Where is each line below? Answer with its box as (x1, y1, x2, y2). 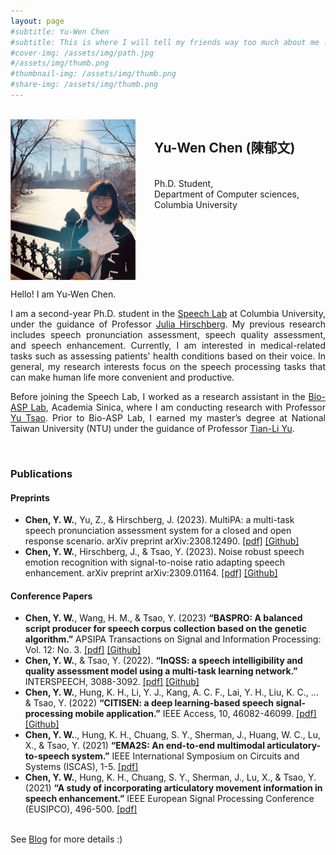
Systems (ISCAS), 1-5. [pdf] (24, 761, 139, 773)
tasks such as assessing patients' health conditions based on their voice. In (10, 350, 326, 362)
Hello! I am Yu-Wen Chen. (10, 288, 117, 300)
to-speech (24, 750, 70, 762)
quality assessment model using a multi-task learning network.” (24, 665, 298, 677)
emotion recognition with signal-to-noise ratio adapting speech (24, 556, 286, 569)
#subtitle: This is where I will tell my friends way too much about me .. (10, 37, 333, 47)
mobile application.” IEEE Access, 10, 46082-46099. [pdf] (74, 708, 317, 720)
